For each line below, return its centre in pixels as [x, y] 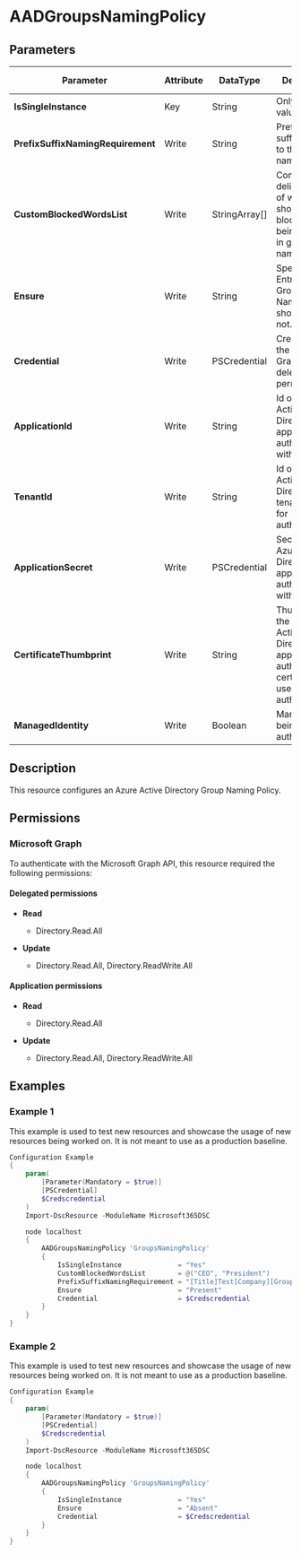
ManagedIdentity [52, 725]
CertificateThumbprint [63, 655]
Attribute [184, 80]
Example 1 [32, 1112]
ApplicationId [43, 426]
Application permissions [56, 986]
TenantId [33, 497]
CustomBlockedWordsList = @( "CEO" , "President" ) [163, 1273]
